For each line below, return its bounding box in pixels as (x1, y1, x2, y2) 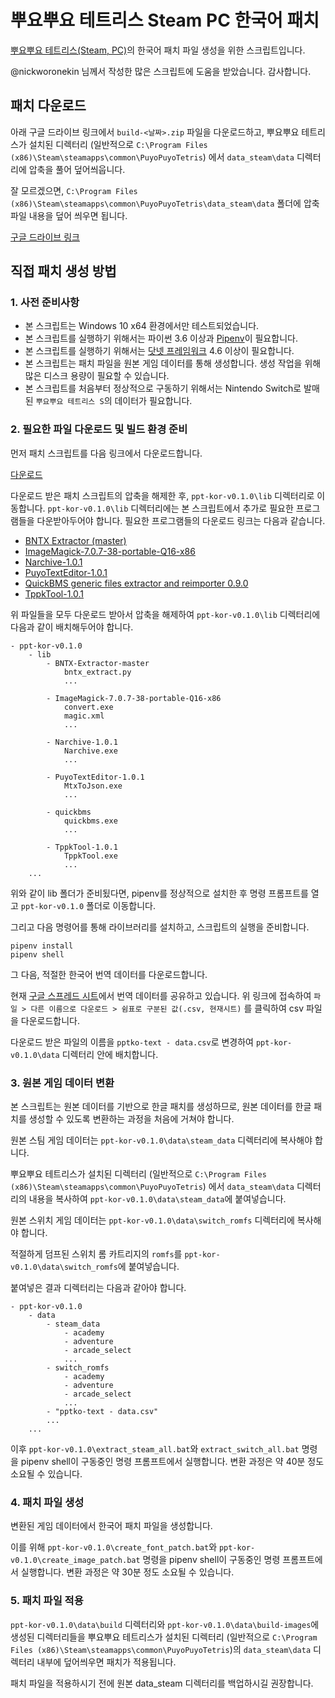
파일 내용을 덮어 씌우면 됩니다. (10, 209, 128, 221)
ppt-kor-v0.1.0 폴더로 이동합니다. (20, 899, 157, 911)
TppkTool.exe (63, 851, 118, 861)
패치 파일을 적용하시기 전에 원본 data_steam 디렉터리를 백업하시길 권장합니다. (10, 1677, 314, 1689)
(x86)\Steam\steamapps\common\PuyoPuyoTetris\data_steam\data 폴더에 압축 (10, 197, 320, 209)
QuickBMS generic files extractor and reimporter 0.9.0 (24, 577, 249, 589)
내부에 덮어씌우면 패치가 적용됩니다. (36, 1656, 177, 1668)
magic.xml (63, 711, 105, 721)
